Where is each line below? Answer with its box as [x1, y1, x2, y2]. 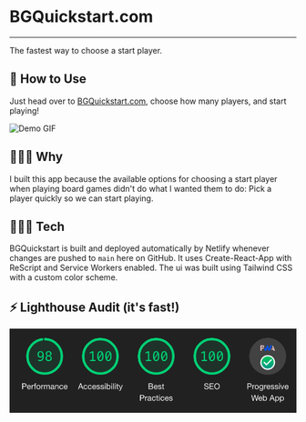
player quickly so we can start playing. [9, 193, 154, 204]
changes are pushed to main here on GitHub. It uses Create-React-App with [9, 253, 292, 264]
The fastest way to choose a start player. [9, 45, 162, 55]
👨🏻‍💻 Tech [9, 218, 66, 234]
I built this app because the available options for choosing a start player [9, 173, 278, 184]
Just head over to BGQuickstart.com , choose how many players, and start [9, 95, 287, 106]
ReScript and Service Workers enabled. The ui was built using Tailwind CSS [9, 262, 293, 274]
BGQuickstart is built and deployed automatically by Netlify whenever [9, 243, 270, 254]
